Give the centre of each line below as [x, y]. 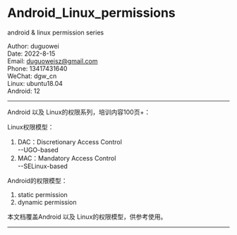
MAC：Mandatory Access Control [67, 158]
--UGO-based [38, 150]
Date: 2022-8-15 [31, 53]
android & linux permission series [56, 32]
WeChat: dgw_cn [32, 76]
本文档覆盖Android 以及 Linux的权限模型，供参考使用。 [86, 217]
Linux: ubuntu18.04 [35, 83]
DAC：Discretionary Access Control [69, 141]
